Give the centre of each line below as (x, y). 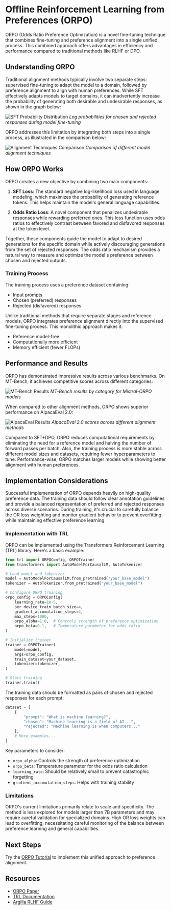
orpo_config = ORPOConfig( (34, 597)
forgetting (23, 777)
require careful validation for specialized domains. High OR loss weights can (86, 818)
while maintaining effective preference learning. (56, 520)
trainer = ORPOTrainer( (31, 645)
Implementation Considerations (57, 481)
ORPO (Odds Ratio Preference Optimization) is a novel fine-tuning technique (86, 34)
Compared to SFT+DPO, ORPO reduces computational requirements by (80, 437)
